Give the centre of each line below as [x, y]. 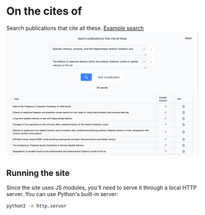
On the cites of [44, 11]
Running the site [38, 173]
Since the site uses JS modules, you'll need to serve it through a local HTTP [102, 188]
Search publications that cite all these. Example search [75, 28]
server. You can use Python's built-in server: [62, 194]
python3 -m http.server [37, 206]
